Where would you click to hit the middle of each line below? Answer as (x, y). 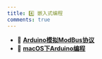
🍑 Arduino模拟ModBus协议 (55, 40)
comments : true (29, 20)
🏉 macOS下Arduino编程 (51, 48)
